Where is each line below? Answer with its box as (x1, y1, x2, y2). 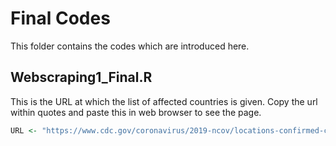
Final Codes (10, 7, 111, 30)
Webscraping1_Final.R (10, 69, 153, 86)
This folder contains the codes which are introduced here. (10, 40, 250, 52)
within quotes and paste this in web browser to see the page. (10, 106, 262, 118)
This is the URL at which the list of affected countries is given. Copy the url (10, 95, 318, 107)
